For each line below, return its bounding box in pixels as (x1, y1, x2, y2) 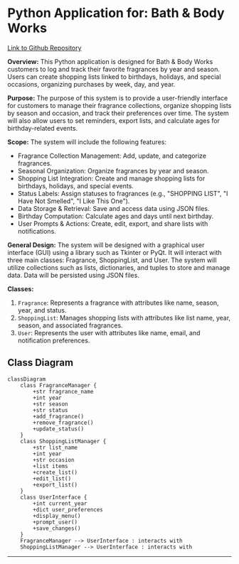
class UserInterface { (20, 494, 87, 501)
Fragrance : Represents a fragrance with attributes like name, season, (17, 298, 219, 307)
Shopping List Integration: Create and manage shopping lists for (17, 174, 206, 183)
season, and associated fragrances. (17, 321, 123, 330)
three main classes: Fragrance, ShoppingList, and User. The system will (7, 256, 217, 264)
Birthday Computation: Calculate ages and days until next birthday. (17, 212, 214, 220)
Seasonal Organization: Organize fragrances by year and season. (17, 166, 209, 175)
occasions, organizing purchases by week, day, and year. (7, 80, 176, 88)
